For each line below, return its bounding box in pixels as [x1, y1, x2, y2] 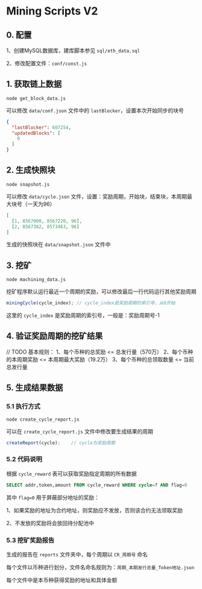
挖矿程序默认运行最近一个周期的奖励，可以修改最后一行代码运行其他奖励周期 [6, 288, 197, 295]
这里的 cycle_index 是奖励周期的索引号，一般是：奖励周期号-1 [6, 312, 160, 319]
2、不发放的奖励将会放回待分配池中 [6, 519, 95, 526]
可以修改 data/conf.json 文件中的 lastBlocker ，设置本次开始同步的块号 [6, 107, 184, 114]
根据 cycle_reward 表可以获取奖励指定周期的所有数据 [6, 470, 137, 477]
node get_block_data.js [6, 95, 66, 101]
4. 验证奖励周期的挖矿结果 [6, 331, 103, 342]
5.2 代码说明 [6, 455, 42, 463]
